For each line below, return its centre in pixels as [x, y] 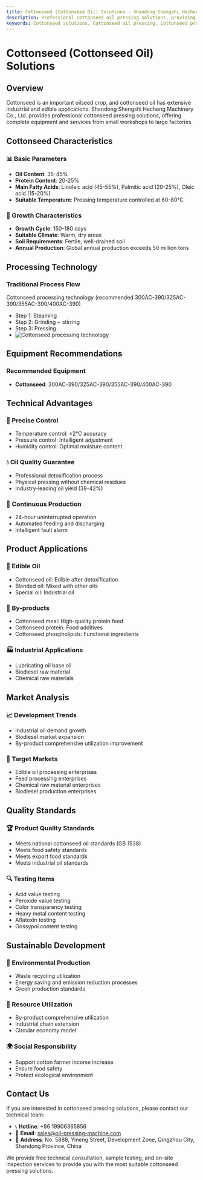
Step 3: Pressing [35, 329]
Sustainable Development [56, 946]
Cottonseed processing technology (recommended [70, 298]
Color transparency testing [48, 907]
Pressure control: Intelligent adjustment [64, 440]
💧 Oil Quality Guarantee [40, 462]
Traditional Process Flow [43, 284]
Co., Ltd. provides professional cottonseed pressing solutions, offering [94, 116]
